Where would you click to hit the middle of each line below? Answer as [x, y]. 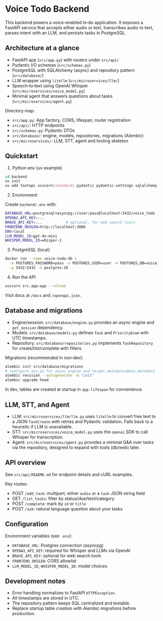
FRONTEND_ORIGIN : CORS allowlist [44, 561]
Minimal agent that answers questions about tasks [62, 96]
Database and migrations [44, 311]
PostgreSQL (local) [31, 250]
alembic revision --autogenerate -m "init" [50, 376]
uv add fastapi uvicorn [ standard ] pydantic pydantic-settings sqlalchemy [81, 186]
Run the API [24, 277]
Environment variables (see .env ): [39, 536]
